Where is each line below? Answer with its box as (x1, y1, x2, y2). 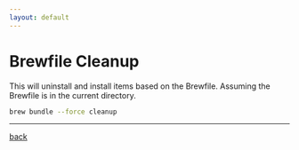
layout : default (9, 12, 69, 22)
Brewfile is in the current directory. (9, 90, 136, 100)
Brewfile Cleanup (9, 51, 140, 71)
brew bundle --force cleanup (9, 107, 117, 116)
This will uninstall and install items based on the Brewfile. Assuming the (9, 81, 271, 91)
